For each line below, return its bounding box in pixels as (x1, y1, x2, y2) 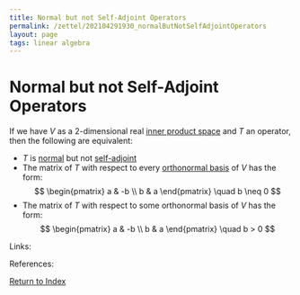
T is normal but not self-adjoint (22, 153, 137, 164)
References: (9, 258, 54, 270)
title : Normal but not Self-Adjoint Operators (9, 13, 187, 22)
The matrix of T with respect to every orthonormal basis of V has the (22, 163, 277, 174)
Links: (9, 241, 31, 252)
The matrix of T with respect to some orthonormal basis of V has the (22, 200, 277, 211)
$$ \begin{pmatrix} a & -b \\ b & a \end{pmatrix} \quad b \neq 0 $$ (34, 186, 281, 197)
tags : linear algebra (9, 38, 91, 48)
